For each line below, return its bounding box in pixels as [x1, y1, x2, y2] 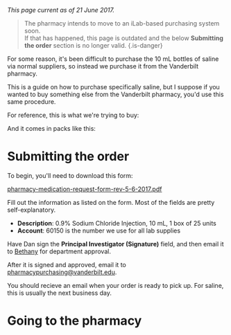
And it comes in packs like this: [7, 125, 96, 132]
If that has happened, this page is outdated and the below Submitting [24, 34, 224, 42]
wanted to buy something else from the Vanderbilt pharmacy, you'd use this [7, 90, 224, 98]
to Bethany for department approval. [7, 247, 111, 255]
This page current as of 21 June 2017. [7, 6, 114, 14]
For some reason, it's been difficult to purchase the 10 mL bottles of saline [7, 55, 219, 63]
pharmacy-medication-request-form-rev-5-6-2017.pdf [7, 185, 162, 193]
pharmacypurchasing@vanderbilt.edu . [7, 268, 117, 276]
